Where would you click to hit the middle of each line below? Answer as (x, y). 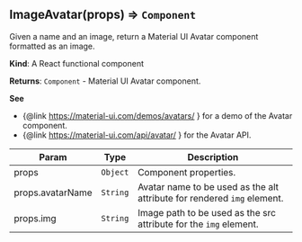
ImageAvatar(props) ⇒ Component (102, 15)
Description (213, 157)
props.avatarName (53, 193)
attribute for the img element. (198, 224)
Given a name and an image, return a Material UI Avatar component (134, 36)
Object (115, 172)
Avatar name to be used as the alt (209, 186)
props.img (35, 218)
